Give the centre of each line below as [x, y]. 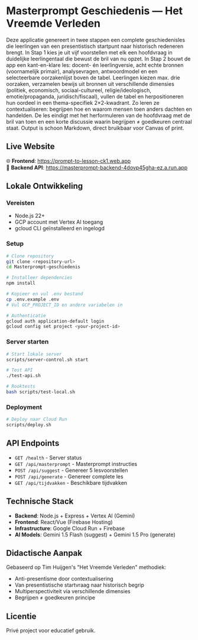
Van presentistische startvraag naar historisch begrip [79, 585]
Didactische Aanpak [44, 553]
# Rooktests [21, 387]
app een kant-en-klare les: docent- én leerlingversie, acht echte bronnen [95, 65]
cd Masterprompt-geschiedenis [43, 267]
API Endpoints [33, 443]
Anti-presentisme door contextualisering [64, 579]
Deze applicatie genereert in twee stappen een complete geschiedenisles [95, 40]
